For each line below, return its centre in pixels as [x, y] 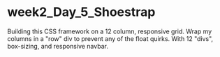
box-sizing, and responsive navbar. [58, 46]
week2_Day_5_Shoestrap [81, 12]
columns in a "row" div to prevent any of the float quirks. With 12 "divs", [110, 38]
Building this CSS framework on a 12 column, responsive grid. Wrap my [110, 31]
